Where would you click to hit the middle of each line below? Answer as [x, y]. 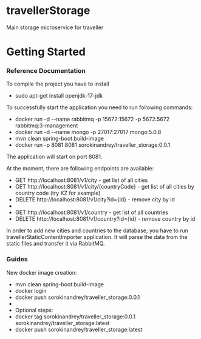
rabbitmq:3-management [46, 126]
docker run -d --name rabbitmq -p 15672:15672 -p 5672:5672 [92, 119]
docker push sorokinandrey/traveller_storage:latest [79, 329]
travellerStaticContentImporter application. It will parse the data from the [97, 237]
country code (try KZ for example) [58, 193]
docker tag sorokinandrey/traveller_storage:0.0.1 [75, 317]
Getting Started [46, 52]
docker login [31, 290]
